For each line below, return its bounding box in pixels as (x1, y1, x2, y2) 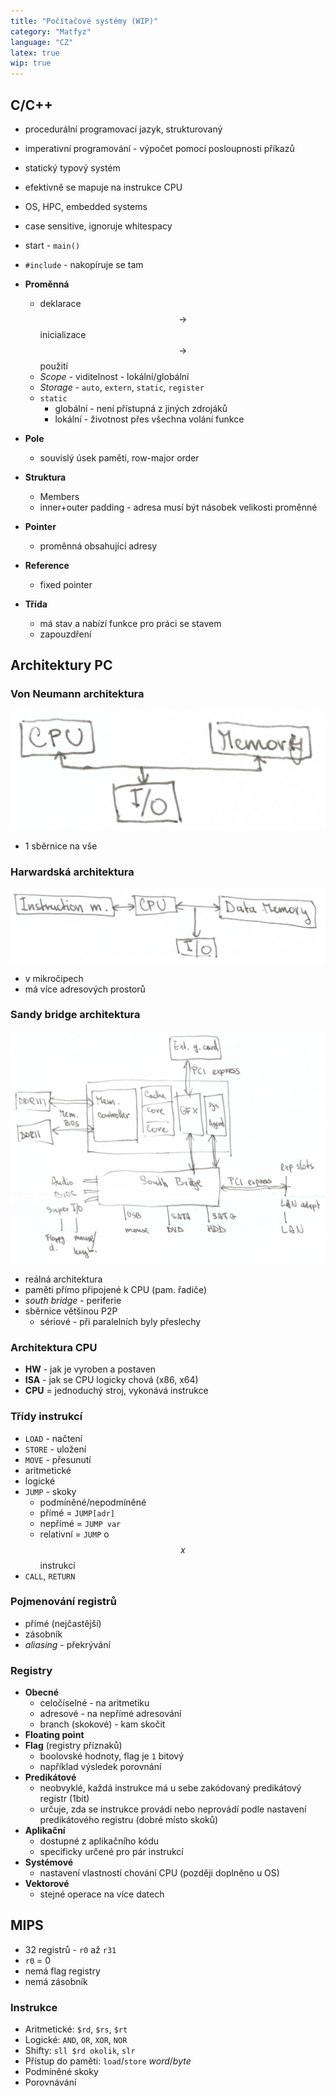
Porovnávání (24, 2076, 77, 2089)
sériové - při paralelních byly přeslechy (39, 1315, 202, 1327)
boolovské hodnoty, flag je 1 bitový (39, 1750, 185, 1762)
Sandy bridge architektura (10, 1008, 141, 1022)
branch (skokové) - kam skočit (39, 1718, 166, 1730)
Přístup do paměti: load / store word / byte (24, 2055, 192, 2067)
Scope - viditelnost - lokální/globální (39, 370, 190, 382)
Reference (24, 559, 70, 571)
